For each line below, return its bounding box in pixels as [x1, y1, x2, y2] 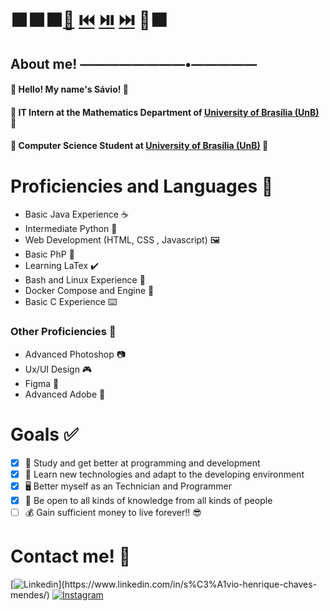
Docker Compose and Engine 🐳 [24, 285, 155, 297]
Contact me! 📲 [10, 545, 132, 567]
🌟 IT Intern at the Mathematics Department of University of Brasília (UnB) [10, 106, 320, 118]
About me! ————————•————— [10, 55, 258, 72]
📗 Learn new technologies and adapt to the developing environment [24, 468, 305, 480]
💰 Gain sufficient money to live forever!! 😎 [24, 506, 202, 518]
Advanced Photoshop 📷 [24, 348, 127, 360]
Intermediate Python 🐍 [24, 223, 118, 235]
